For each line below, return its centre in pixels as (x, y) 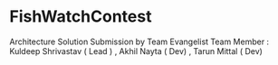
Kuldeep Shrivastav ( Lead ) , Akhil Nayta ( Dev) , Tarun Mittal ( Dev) (136, 51)
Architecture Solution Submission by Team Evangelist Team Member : (139, 42)
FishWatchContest (81, 17)
